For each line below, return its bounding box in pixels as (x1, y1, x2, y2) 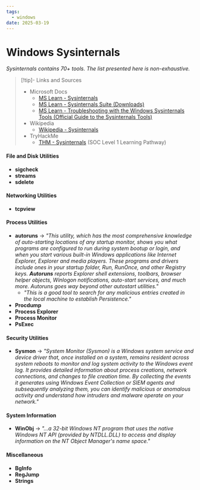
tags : (6, 8, 20, 15)
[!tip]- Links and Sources (20, 77, 82, 84)
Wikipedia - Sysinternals (38, 126, 99, 133)
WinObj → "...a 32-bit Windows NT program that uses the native (14, 425, 174, 432)
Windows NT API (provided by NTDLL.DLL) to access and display (14, 431, 176, 438)
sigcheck (14, 166, 39, 173)
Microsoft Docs (29, 88, 67, 95)
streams (14, 172, 36, 179)
